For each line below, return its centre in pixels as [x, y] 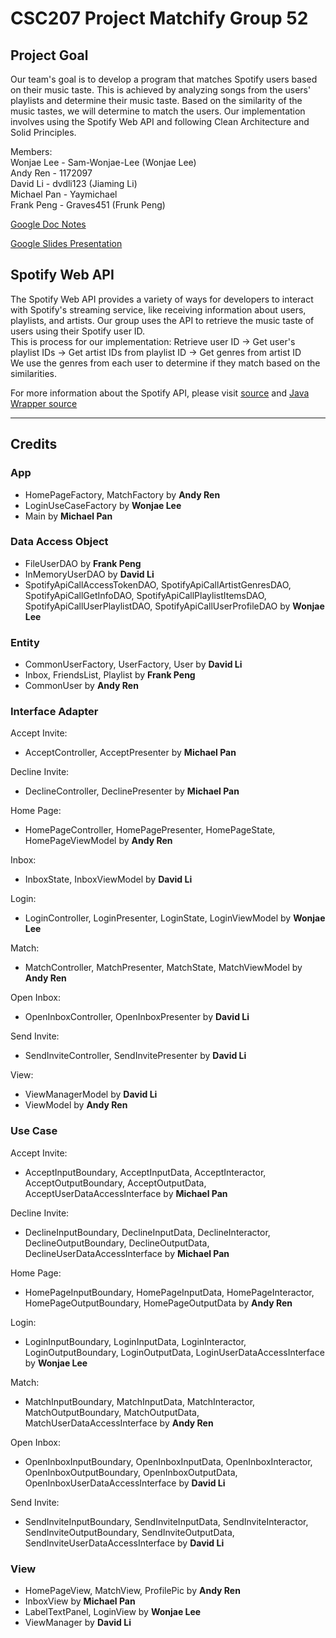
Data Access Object [59, 542]
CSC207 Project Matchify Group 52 [159, 18]
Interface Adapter [54, 712]
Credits [34, 444]
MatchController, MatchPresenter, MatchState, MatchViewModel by [163, 968]
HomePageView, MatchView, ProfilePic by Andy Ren [132, 1590]
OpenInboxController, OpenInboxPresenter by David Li [137, 1017]
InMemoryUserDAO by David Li [89, 574]
